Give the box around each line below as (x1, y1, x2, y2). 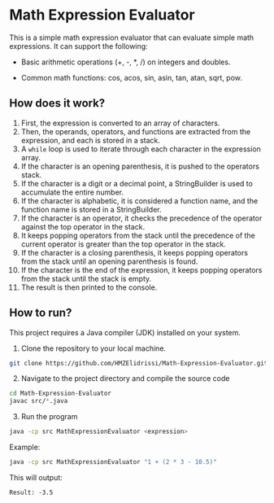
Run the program (20, 412, 78, 422)
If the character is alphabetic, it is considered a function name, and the (20, 195, 259, 205)
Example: (9, 442, 41, 453)
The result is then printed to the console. (20, 282, 158, 292)
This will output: (9, 472, 63, 482)
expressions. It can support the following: (9, 41, 149, 50)
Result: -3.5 (9, 488, 54, 496)
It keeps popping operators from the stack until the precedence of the (20, 230, 255, 240)
